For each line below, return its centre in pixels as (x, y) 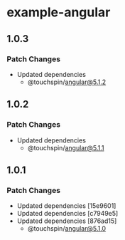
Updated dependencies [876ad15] (67, 221)
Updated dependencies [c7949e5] (67, 214)
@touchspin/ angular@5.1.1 (66, 147)
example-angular (59, 12)
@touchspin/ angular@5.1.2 (67, 82)
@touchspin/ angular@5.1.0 (67, 229)
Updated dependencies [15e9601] (66, 206)
